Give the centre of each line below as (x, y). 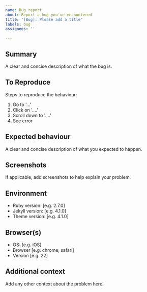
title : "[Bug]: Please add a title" (44, 19)
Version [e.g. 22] (30, 256)
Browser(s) (23, 232)
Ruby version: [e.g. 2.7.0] (39, 206)
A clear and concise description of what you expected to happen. (74, 149)
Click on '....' (25, 110)
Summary (21, 54)
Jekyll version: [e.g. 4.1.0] (39, 211)
